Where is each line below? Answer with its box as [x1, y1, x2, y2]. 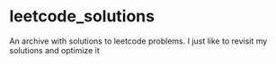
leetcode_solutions [9, 6, 156, 27]
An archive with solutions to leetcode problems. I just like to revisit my [9, 36, 268, 46]
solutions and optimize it [9, 44, 101, 55]
